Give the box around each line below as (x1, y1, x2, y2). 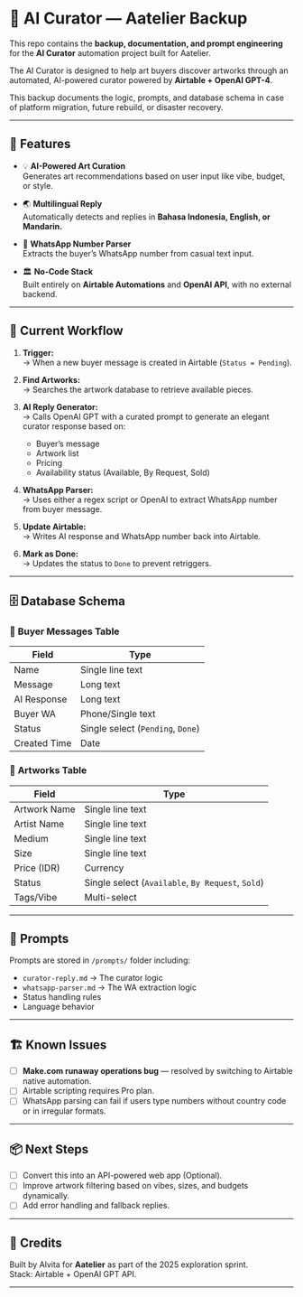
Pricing (35, 457, 63, 468)
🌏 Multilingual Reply (22, 198, 103, 209)
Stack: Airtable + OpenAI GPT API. (9, 1269, 137, 1280)
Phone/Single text (79, 708, 156, 721)
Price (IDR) (14, 862, 60, 874)
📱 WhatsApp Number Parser (22, 238, 132, 249)
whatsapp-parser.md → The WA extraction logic (22, 982, 197, 993)
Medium (14, 832, 49, 844)
